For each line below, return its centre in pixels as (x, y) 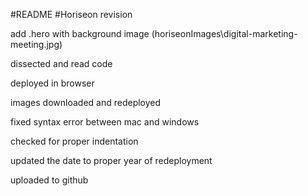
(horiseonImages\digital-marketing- (224, 33)
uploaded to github (49, 180)
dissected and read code (61, 63)
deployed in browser (52, 83)
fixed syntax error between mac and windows (105, 122)
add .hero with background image (80, 33)
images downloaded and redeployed (86, 102)
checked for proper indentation (74, 141)
